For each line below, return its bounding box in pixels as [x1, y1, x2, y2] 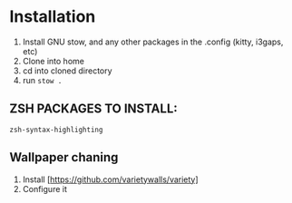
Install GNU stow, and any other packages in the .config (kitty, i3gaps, [22, 36, 284, 47]
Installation [9, 6, 96, 27]
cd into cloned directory [22, 65, 112, 76]
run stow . [22, 74, 63, 85]
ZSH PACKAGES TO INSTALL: [9, 101, 179, 117]
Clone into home [22, 55, 84, 66]
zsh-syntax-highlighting [9, 125, 103, 134]
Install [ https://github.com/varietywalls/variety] [22, 174, 199, 185]
